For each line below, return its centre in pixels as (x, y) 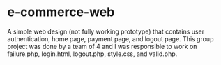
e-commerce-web (61, 12)
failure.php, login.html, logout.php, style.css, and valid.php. (92, 54)
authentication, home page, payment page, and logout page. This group (110, 38)
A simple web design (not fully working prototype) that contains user (106, 31)
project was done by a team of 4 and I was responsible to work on (102, 46)
